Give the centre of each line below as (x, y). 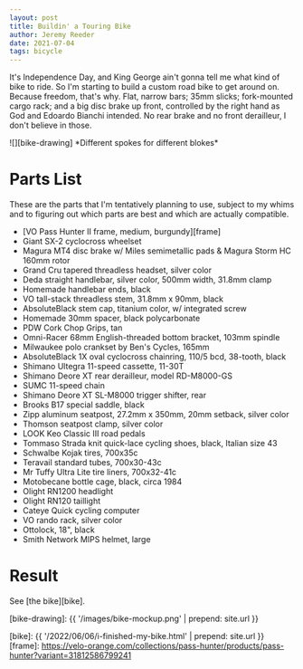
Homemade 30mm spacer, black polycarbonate (111, 319)
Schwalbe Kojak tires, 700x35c (80, 453)
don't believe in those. (51, 125)
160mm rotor (46, 261)
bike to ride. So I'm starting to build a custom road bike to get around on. (145, 87)
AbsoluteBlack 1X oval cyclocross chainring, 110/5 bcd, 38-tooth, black (154, 357)
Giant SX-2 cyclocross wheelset (82, 242)
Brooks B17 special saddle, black (83, 405)
